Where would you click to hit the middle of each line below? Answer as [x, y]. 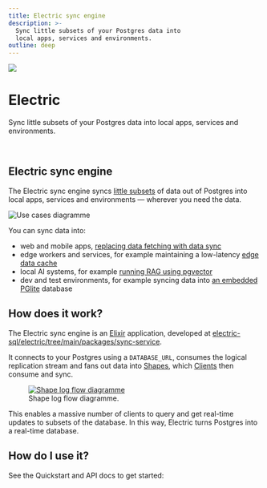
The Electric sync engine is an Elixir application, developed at [109, 333]
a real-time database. [44, 430]
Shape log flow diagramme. [74, 398]
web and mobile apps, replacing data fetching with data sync [121, 246]
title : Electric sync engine [57, 16]
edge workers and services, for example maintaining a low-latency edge [139, 254]
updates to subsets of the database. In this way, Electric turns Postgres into [133, 422]
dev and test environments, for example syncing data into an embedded [139, 280]
